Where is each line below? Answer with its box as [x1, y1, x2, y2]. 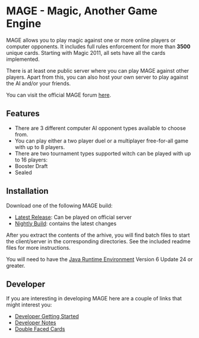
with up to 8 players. [14, 143, 65, 150]
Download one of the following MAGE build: [6, 201, 113, 209]
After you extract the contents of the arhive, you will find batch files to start [6, 231, 190, 238]
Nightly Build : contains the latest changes [14, 219, 117, 227]
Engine [6, 17, 42, 30]
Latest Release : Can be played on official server [14, 213, 132, 221]
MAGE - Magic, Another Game [6, 4, 157, 18]
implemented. [6, 55, 40, 63]
